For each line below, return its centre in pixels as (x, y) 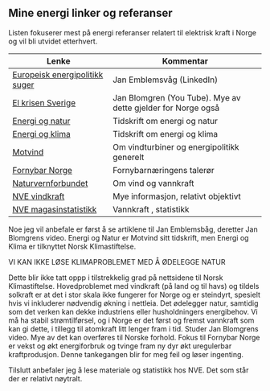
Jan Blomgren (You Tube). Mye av (176, 97)
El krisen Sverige (44, 102)
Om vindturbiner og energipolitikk (176, 146)
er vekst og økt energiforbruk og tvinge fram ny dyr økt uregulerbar (120, 346)
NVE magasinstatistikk (55, 209)
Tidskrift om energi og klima (165, 134)
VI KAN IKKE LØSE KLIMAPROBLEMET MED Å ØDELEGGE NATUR (117, 261)
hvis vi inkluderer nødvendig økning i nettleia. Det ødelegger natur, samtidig (133, 303)
